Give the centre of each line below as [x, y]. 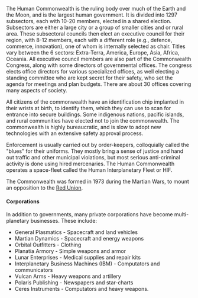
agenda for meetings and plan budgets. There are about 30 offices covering [99, 84]
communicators [34, 270]
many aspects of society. [37, 90]
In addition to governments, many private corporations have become [90, 214]
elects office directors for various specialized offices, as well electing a [92, 71]
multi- [181, 214]
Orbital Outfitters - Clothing [48, 245]
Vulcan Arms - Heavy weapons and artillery [68, 276]
